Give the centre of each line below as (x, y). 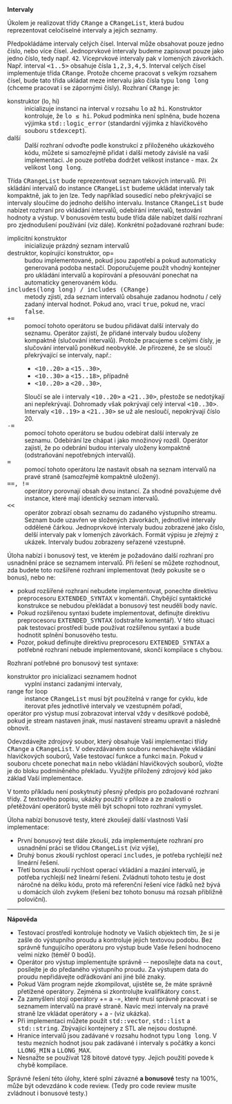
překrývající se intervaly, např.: (68, 355)
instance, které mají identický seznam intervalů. (92, 498)
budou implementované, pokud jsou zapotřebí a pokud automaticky (120, 260)
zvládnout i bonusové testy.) (48, 1093)
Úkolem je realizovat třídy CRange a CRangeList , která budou (96, 23)
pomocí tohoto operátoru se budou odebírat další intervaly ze (112, 433)
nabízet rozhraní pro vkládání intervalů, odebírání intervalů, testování (105, 210)
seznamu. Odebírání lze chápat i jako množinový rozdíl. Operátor (116, 440)
